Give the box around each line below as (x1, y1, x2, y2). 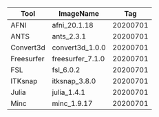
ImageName (58, 9, 100, 18)
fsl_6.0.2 (52, 65, 81, 74)
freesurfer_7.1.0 (52, 54, 105, 63)
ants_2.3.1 (52, 32, 87, 41)
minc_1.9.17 (52, 99, 93, 108)
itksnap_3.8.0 (52, 76, 96, 85)
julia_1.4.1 (52, 87, 86, 97)
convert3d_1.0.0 (52, 43, 106, 52)
